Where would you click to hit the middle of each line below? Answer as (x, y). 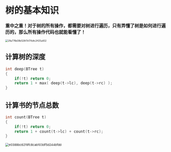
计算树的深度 (25, 57)
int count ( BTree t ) (26, 117)
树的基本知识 (32, 10)
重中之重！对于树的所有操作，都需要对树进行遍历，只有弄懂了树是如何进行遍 (85, 26)
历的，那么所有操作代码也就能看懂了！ (45, 32)
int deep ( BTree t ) (25, 69)
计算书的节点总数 (32, 105)
